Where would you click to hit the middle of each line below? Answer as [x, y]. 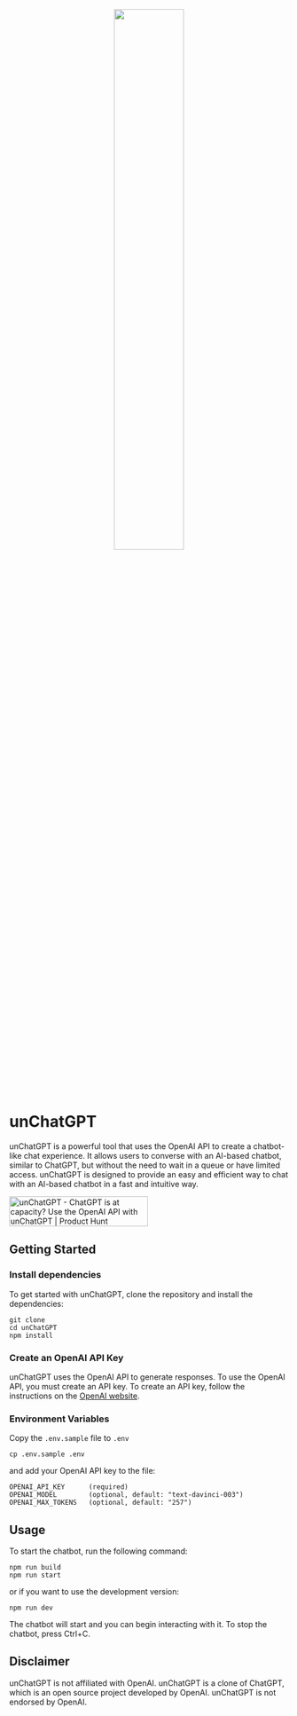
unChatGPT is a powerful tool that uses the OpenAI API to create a [130, 1146]
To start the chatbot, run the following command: [98, 1551]
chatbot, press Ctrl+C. [50, 1634]
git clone [27, 1320]
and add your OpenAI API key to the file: [82, 1471]
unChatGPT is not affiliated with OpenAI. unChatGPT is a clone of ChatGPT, [147, 1683]
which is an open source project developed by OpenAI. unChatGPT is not [143, 1692]
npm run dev [31, 1608]
